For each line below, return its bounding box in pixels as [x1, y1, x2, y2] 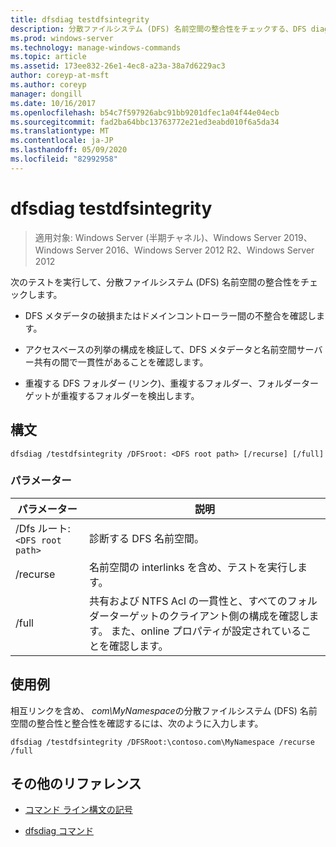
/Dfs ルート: [15, 521, 71, 535]
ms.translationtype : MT [10, 126, 110, 136]
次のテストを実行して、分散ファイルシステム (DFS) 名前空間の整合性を [10, 276, 301, 288]
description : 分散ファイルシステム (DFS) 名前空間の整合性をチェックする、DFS [10, 24, 307, 34]
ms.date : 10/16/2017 [10, 98, 97, 108]
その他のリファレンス [10, 776, 142, 792]
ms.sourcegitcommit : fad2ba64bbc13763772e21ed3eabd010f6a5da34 [10, 117, 280, 127]
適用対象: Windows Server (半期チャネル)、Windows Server [34, 231, 282, 243]
